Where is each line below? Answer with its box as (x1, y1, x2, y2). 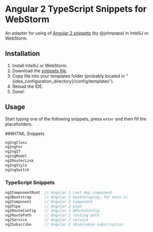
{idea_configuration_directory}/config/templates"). (12, 78, 114, 84)
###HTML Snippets (5, 130, 45, 136)
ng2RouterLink (5, 158, 34, 163)
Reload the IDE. (12, 83, 44, 89)
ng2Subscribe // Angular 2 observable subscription (5, 222, 124, 227)
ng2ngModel (5, 154, 27, 159)
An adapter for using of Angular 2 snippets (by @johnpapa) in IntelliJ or (5, 30, 149, 36)
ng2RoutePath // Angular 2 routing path (5, 213, 99, 218)
